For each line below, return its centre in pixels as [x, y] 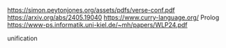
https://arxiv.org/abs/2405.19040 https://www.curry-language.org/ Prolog [113, 17]
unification [23, 38]
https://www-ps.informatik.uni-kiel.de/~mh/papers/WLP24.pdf [98, 25]
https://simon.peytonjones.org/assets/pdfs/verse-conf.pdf [91, 10]
